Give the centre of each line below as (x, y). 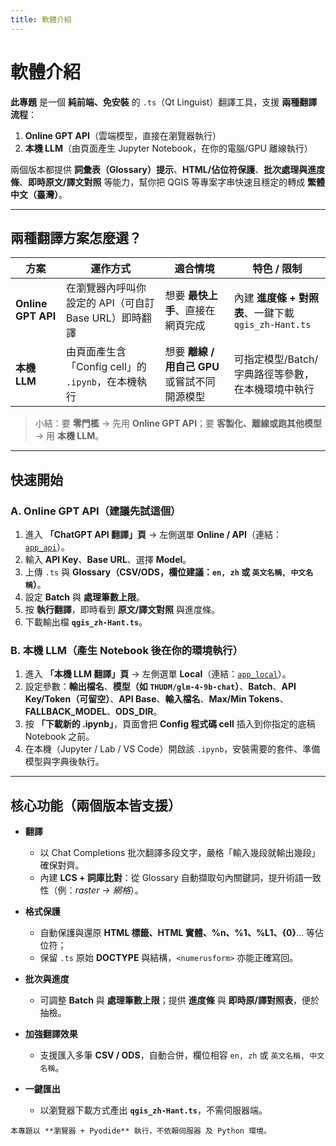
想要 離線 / (189, 352)
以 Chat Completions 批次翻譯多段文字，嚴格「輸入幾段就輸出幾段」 (180, 853)
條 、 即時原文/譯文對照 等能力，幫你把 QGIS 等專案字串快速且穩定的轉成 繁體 (168, 182)
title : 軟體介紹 (41, 19)
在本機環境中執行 (274, 389)
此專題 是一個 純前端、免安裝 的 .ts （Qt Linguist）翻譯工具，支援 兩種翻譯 (164, 102)
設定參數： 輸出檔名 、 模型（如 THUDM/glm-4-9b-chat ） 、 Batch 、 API (160, 687)
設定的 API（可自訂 (110, 303)
